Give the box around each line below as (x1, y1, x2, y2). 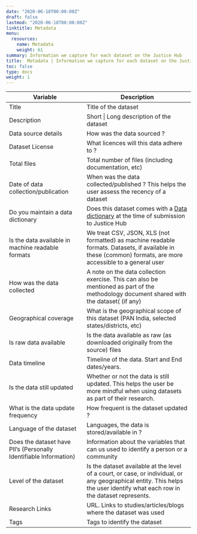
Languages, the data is (86, 421, 150, 429)
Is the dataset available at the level (86, 462, 182, 470)
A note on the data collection (86, 268, 166, 276)
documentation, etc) (86, 163, 142, 171)
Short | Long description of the (86, 112, 171, 121)
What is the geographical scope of (86, 307, 182, 315)
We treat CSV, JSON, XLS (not (86, 229, 170, 237)
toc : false (6, 63, 33, 69)
